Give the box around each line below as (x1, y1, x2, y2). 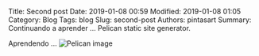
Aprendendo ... (8, 39, 57, 48)
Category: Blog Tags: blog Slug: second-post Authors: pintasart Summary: (8, 15, 252, 24)
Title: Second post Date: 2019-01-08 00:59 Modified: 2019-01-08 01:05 (8, 7, 242, 16)
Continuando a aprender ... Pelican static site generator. (8, 24, 191, 32)
